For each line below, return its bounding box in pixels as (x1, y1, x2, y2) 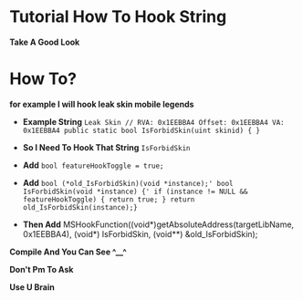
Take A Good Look (9, 36, 80, 47)
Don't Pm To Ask (9, 264, 74, 274)
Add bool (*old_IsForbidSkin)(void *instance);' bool (22, 177, 234, 188)
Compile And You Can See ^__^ (9, 246, 128, 257)
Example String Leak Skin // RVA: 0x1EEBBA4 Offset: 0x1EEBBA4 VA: (22, 116, 285, 127)
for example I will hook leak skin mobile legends (9, 98, 194, 109)
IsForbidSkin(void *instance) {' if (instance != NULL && (22, 187, 248, 196)
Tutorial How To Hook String (9, 6, 227, 27)
